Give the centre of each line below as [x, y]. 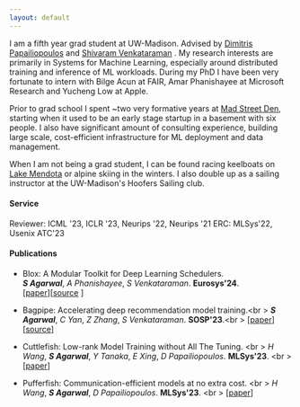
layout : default [40, 18]
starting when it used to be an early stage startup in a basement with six [143, 118]
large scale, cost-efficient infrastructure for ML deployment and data [136, 137]
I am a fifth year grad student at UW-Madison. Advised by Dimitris [131, 43]
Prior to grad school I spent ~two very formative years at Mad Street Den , [145, 108]
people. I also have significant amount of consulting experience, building [144, 128]
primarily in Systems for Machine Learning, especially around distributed [144, 62]
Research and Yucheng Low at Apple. [79, 91]
